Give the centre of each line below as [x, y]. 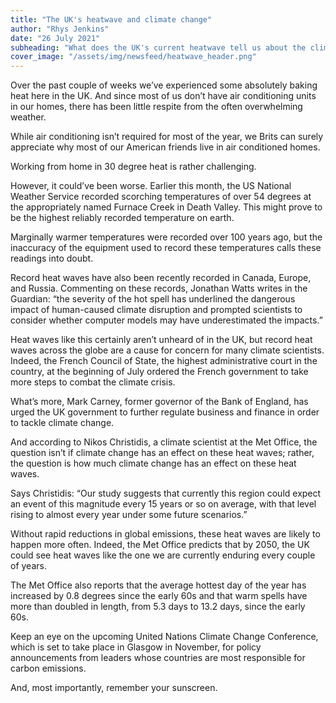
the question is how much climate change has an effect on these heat [153, 463]
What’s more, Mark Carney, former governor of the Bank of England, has [159, 402]
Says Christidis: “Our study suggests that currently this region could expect [166, 493]
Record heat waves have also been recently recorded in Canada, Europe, [161, 278]
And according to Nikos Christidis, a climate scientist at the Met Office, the [164, 442]
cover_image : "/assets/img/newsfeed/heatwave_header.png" [133, 57]
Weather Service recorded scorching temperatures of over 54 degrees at [161, 197]
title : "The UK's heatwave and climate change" [111, 19]
